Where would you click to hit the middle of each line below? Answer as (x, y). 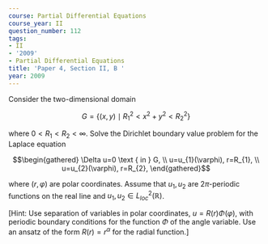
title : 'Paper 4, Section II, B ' (67, 69)
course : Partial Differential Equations (78, 16)
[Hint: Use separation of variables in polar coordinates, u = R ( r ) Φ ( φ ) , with (131, 213)
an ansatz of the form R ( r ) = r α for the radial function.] (99, 231)
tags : (17, 38)
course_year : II (36, 23)
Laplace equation (37, 144)
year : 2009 (27, 76)
